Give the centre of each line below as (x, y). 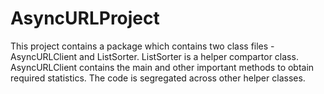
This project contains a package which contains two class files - (142, 46)
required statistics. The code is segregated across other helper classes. (158, 78)
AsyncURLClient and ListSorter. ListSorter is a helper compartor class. (154, 56)
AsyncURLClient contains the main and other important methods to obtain (162, 67)
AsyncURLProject (85, 18)
